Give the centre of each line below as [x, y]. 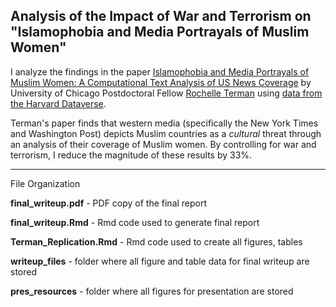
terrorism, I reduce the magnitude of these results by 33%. [131, 155]
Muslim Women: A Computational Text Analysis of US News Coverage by [161, 82]
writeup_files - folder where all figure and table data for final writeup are [160, 261]
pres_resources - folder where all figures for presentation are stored [152, 291]
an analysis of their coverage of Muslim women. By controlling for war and [163, 144]
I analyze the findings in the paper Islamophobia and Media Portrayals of [160, 71]
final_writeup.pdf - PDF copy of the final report [109, 203]
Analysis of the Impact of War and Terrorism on [161, 16]
